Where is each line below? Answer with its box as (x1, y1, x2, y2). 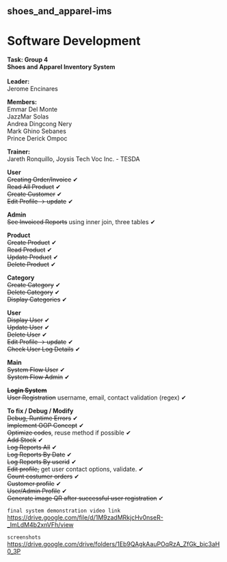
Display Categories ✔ (7, 295, 68, 304)
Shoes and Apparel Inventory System (7, 63, 116, 71)
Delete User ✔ (7, 330, 48, 339)
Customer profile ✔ (7, 480, 62, 488)
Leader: (7, 77, 30, 86)
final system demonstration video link (7, 507, 121, 515)
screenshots (7, 534, 41, 541)
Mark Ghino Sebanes (7, 127, 66, 136)
